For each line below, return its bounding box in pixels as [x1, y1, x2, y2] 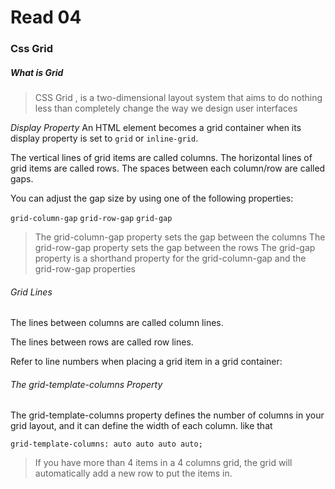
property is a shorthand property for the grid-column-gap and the [34, 252, 307, 265]
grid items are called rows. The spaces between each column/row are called [10, 162, 326, 175]
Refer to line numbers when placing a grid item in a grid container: [10, 356, 283, 368]
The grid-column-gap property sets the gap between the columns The [34, 231, 326, 243]
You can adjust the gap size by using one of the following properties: [10, 192, 294, 205]
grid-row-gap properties [34, 263, 136, 275]
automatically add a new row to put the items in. [34, 467, 233, 480]
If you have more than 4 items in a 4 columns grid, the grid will [34, 457, 293, 469]
